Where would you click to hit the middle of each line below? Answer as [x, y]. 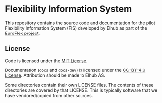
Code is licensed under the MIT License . [46, 61]
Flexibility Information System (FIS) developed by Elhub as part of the [76, 28]
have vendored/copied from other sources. [49, 95]
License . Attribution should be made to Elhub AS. [55, 75]
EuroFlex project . [23, 33]
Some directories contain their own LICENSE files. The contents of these [79, 85]
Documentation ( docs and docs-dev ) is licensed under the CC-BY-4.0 [75, 70]
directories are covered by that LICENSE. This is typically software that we [81, 90]
